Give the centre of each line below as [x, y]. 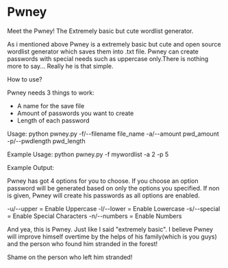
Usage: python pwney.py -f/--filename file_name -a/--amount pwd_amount [113, 134]
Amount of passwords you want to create [75, 113]
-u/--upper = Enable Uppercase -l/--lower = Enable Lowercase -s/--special [114, 208]
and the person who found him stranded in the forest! [83, 243]
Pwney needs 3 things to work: [51, 93]
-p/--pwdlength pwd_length [46, 141]
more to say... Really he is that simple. [61, 66]
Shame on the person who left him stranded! [70, 257]
